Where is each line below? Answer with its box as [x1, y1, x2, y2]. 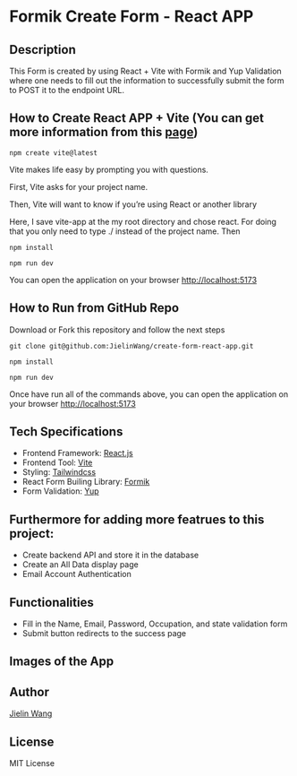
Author [9, 684, 49, 700]
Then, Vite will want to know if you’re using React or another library [9, 199, 258, 210]
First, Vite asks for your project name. [9, 181, 148, 192]
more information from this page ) [9, 125, 199, 140]
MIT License [9, 758, 55, 769]
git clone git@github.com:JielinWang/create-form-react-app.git [9, 341, 254, 350]
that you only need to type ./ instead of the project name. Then [9, 226, 241, 237]
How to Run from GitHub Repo [9, 300, 180, 315]
